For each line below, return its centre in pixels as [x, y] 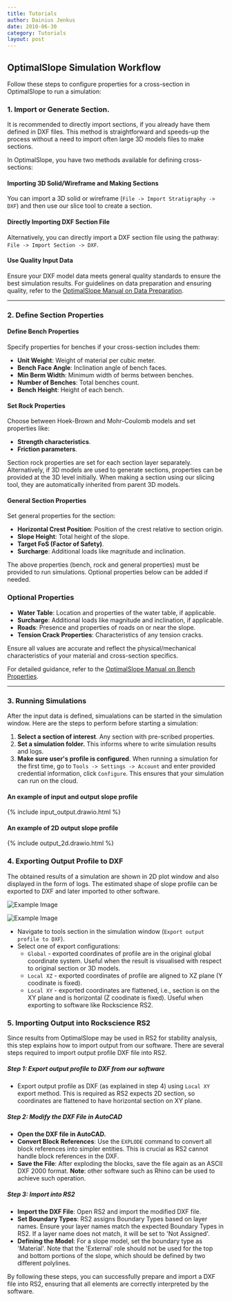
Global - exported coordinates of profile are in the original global [119, 953]
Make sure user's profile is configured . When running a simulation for [118, 759]
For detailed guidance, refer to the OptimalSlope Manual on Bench [101, 669]
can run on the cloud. [47, 781]
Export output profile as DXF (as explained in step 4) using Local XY [114, 1086]
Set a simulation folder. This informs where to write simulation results [117, 744]
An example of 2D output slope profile [63, 828]
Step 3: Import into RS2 [41, 1194]
